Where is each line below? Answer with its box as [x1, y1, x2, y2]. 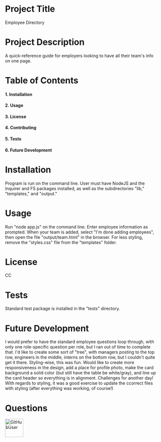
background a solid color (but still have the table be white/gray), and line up [5, 370, 156, 376]
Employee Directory [5, 19, 45, 25]
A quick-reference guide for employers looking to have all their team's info [5, 53, 154, 58]
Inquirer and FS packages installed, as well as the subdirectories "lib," [5, 185, 145, 191]
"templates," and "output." [5, 191, 57, 196]
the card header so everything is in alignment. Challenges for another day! [5, 375, 154, 381]
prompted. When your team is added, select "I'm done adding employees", [5, 229, 154, 235]
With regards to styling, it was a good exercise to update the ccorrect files [5, 380, 153, 386]
